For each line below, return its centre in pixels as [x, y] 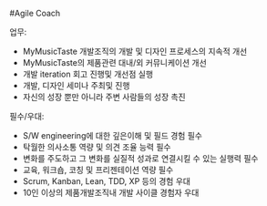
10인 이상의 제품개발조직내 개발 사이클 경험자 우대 [111, 192]
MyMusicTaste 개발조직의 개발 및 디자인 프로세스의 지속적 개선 [135, 51]
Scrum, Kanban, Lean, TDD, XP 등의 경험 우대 [107, 181]
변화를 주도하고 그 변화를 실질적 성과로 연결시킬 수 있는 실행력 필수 [140, 158]
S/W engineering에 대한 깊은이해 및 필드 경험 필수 [113, 135]
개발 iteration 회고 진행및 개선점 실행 [87, 74]
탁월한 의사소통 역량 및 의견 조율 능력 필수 [97, 147]
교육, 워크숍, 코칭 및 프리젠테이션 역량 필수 [98, 170]
